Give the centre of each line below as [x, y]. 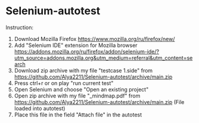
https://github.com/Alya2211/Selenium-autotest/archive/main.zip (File [99, 102]
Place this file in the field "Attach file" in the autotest [78, 115]
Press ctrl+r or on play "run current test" [64, 83]
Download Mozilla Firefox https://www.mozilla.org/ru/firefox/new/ [94, 39]
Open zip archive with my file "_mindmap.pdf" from [77, 96]
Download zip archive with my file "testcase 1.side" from [83, 70]
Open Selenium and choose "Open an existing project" [81, 89]
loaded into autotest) [40, 108]
